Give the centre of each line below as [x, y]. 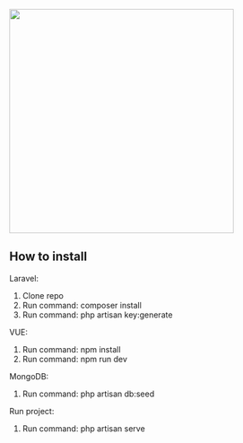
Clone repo [43, 295]
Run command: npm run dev [75, 359]
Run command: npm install [71, 349]
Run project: [32, 411]
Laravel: [24, 278]
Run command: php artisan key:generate [97, 315]
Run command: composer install [82, 305]
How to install [48, 257]
